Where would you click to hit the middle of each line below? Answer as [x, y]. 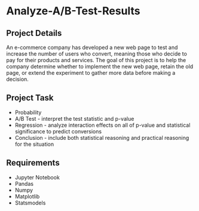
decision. [17, 79]
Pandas [24, 184]
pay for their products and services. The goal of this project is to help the [96, 60]
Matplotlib [27, 196]
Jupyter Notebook [37, 177]
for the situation [34, 144]
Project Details [34, 33]
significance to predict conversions [58, 131]
